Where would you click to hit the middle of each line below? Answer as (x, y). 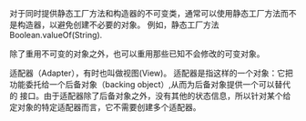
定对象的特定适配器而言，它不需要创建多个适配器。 (105, 107)
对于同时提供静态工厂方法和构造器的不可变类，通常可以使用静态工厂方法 (145, 13)
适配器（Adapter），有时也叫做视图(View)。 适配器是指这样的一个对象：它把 (152, 73)
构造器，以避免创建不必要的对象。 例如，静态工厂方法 (118, 25)
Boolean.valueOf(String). (56, 35)
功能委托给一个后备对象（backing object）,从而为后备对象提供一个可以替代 (150, 84)
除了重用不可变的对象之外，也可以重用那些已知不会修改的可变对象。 (137, 54)
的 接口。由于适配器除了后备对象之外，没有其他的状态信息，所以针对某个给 (150, 96)
